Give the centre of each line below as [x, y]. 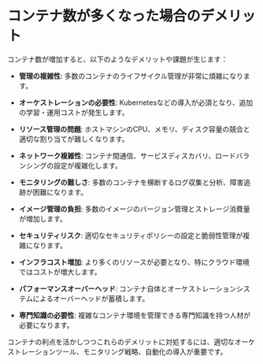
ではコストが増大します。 [60, 272]
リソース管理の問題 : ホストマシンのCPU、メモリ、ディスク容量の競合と [134, 129]
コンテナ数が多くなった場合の [104, 16]
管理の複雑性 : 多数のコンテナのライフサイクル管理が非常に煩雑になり [131, 76]
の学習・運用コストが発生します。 [74, 112]
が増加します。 [43, 218]
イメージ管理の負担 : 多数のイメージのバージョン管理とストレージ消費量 [134, 209]
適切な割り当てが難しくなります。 [74, 139]
